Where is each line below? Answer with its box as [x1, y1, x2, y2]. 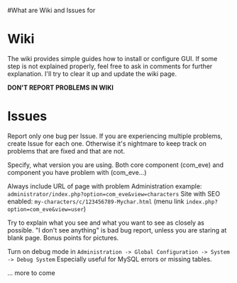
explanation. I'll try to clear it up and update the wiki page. [7, 69, 177, 78]
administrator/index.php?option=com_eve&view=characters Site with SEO [7, 189, 221, 198]
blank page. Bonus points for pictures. [7, 233, 119, 242]
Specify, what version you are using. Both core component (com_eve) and [7, 160, 224, 169]
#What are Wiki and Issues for [7, 6, 96, 14]
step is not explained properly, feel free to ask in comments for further [7, 62, 213, 70]
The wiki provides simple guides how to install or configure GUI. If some [7, 54, 218, 63]
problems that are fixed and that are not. [7, 146, 126, 155]
